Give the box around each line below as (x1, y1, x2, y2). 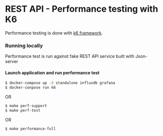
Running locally (5, 42, 43, 49)
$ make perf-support (5, 104, 48, 109)
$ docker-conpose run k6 (5, 85, 56, 90)
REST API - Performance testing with (5, 3, 159, 15)
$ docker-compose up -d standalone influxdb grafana (5, 81, 115, 86)
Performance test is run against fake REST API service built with (5, 53, 135, 59)
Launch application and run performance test (5, 69, 100, 75)
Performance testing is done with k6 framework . (5, 30, 103, 36)
